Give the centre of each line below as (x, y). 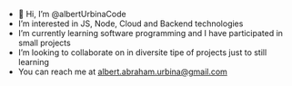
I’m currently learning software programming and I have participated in (151, 33)
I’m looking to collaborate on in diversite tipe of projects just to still (142, 53)
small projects (44, 43)
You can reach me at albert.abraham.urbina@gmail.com (122, 72)
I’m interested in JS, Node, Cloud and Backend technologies (131, 24)
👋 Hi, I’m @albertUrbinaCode (72, 14)
